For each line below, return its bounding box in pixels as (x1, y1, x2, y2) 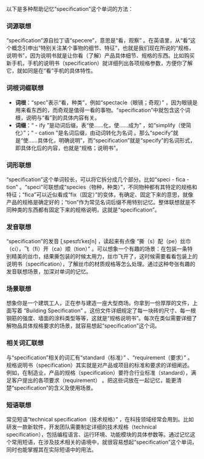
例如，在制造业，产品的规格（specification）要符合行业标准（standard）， (6, 369, 191, 376)
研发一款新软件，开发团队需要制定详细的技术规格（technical (6, 423, 157, 431)
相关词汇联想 (6, 339, 44, 347)
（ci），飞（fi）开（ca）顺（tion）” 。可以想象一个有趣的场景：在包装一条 (6, 245, 188, 253)
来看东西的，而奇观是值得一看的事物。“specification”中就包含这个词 (20, 106, 191, 113)
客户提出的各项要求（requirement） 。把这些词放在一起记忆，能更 (11, 377, 177, 384)
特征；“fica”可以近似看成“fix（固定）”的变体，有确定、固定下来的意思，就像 (6, 190, 194, 198)
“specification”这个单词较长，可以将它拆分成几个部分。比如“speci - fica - (6, 175, 189, 183)
